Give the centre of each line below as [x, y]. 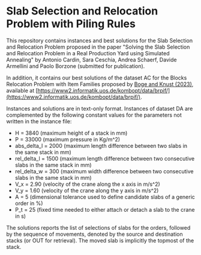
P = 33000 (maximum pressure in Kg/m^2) [67, 139]
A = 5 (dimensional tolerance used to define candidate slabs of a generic [105, 197]
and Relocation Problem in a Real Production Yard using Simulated [88, 53]
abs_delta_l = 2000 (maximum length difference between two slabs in [101, 146]
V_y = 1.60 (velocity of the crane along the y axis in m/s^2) [87, 190]
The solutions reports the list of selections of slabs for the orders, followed [98, 227]
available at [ [22, 90]
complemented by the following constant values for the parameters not [94, 115]
